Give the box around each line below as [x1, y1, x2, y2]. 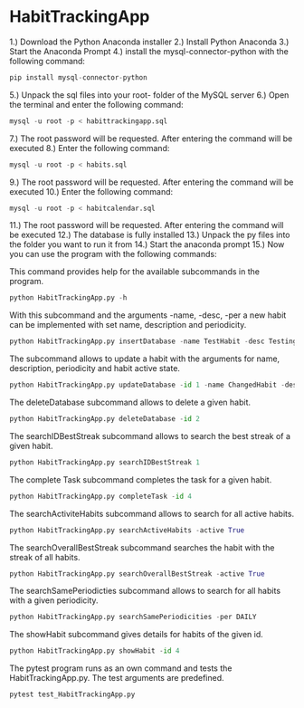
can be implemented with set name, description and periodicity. [9, 320, 247, 330]
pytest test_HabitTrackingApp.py [9, 690, 136, 699]
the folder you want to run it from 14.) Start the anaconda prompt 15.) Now [9, 239, 285, 250]
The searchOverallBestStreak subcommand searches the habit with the [9, 541, 275, 553]
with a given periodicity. [9, 595, 99, 606]
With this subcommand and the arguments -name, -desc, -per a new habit [9, 310, 287, 321]
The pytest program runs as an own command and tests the [9, 663, 233, 674]
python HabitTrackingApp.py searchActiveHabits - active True [9, 525, 245, 535]
